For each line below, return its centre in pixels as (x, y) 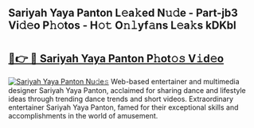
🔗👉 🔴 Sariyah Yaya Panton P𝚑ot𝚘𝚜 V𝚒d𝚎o (116, 58)
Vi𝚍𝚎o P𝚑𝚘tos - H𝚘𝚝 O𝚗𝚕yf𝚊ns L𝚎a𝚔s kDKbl (122, 26)
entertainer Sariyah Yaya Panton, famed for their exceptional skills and (123, 107)
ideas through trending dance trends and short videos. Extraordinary (121, 99)
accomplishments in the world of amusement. (83, 116)
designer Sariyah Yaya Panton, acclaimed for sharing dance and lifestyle (127, 90)
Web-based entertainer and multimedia (176, 81)
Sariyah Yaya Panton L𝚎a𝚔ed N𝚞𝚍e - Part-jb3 (123, 13)
